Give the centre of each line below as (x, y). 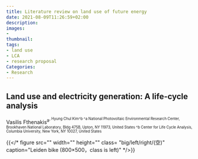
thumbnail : (20, 39)
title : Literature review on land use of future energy (76, 12)
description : (22, 23)
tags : (13, 45)
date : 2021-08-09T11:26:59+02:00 (47, 17)
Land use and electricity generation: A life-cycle (97, 96)
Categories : (21, 67)
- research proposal (32, 61)
